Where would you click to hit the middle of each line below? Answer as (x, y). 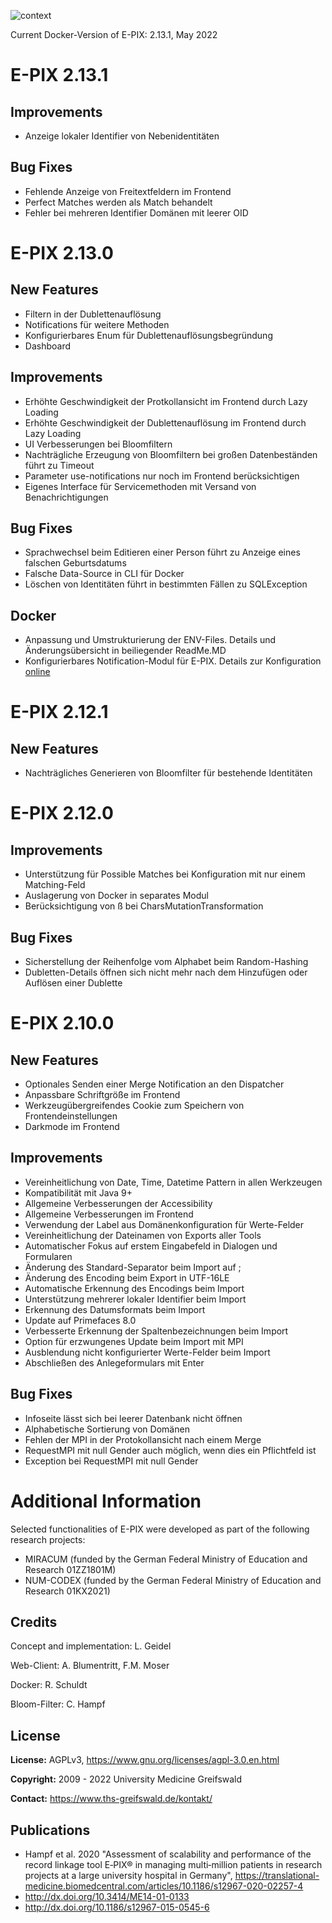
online (37, 672)
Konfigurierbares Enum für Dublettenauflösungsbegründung (148, 335)
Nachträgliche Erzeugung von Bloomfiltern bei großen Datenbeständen (171, 454)
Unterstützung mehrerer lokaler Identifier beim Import (135, 1299)
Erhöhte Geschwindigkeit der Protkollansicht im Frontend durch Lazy (166, 401)
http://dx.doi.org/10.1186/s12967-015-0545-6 (117, 1907)
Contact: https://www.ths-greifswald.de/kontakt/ (111, 1799)
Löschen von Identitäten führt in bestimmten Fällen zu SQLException (166, 584)
